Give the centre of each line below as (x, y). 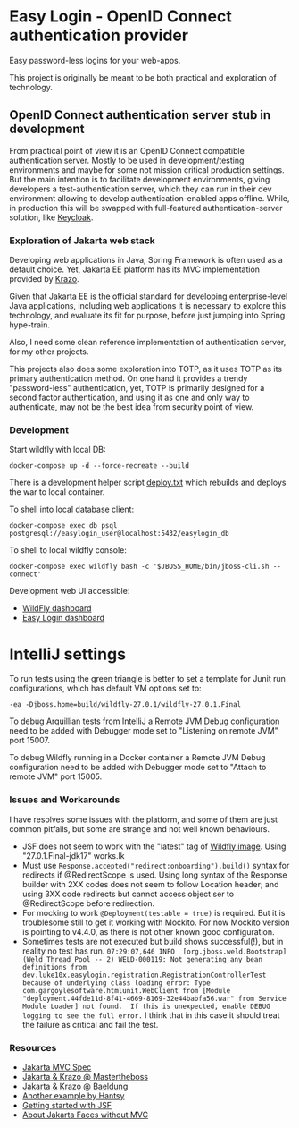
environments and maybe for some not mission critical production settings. (147, 170)
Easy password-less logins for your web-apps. (95, 60)
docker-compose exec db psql (63, 526)
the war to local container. (57, 492)
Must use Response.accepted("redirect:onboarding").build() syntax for (156, 865)
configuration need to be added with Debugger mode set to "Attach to (138, 768)
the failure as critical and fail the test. (90, 1024)
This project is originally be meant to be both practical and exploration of (143, 77)
